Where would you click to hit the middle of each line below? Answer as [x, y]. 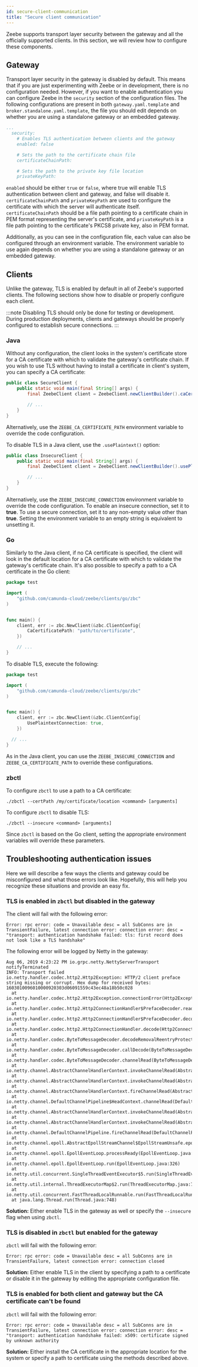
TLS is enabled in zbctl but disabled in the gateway [80, 901]
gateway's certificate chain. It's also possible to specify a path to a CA [91, 566]
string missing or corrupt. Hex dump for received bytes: [79, 983]
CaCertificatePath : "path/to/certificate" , [81, 631]
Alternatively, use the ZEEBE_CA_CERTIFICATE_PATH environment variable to [95, 427]
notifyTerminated [27, 967]
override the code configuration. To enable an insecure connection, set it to [98, 505]
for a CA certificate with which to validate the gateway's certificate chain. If [98, 360]
